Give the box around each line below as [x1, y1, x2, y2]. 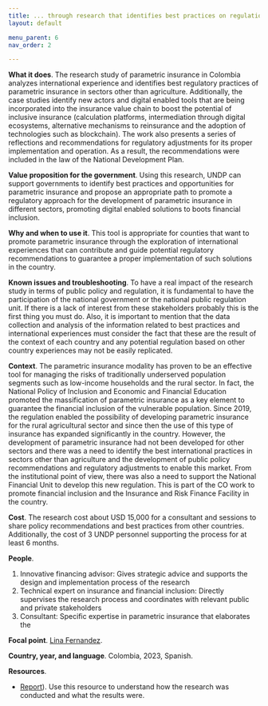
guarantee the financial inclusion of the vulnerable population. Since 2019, [8, 404, 252, 413]
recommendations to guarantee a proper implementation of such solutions [8, 253, 253, 264]
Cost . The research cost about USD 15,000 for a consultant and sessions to [8, 513, 257, 522]
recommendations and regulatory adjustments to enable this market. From [8, 463, 252, 473]
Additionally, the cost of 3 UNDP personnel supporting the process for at [8, 529, 247, 540]
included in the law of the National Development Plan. [8, 155, 185, 165]
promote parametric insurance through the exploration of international [8, 237, 238, 246]
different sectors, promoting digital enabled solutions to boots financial [8, 205, 241, 214]
